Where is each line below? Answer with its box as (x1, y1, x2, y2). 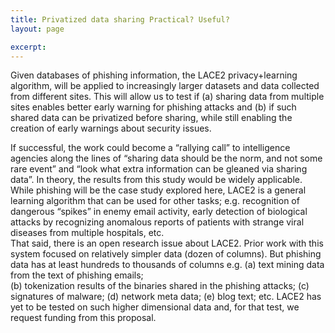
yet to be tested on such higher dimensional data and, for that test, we (10, 301, 300, 313)
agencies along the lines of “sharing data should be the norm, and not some (10, 152, 323, 165)
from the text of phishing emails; (10, 269, 144, 281)
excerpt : (10, 42, 47, 52)
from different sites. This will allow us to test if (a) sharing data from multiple (10, 91, 325, 103)
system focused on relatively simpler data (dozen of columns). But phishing (10, 248, 322, 260)
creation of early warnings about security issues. (10, 122, 212, 135)
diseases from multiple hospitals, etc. (10, 227, 165, 239)
